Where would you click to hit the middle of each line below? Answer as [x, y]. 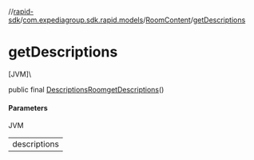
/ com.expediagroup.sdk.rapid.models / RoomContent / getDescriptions [133, 20]
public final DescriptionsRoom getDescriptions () [86, 89]
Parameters [28, 107]
